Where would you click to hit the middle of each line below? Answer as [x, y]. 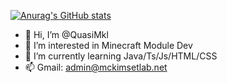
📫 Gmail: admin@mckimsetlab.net [96, 67]
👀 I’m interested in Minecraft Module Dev [108, 45]
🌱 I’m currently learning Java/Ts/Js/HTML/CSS [121, 56]
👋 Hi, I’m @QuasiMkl [66, 34]
